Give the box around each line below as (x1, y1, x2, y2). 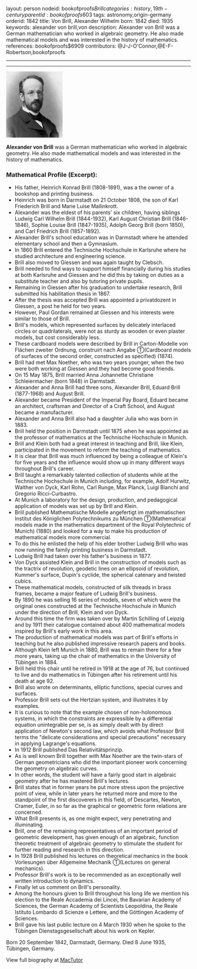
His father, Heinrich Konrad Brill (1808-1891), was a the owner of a (14, 184, 174, 191)
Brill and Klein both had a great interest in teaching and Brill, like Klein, (14, 440, 184, 447)
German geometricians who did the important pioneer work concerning (14, 759, 187, 766)
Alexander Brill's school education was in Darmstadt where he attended (14, 234, 188, 241)
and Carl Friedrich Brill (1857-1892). (14, 228, 101, 235)
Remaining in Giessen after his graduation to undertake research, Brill (14, 284, 183, 291)
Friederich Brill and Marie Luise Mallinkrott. (14, 203, 118, 210)
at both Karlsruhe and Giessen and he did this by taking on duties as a (14, 272, 184, 279)
